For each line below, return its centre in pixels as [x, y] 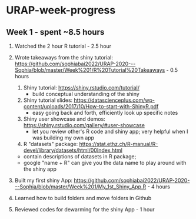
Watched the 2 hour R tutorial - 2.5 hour [63, 46]
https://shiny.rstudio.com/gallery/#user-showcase [84, 125]
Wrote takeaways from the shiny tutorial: [64, 57]
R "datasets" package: [51, 144]
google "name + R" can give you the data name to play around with [105, 163]
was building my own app [63, 138]
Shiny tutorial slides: [48, 100]
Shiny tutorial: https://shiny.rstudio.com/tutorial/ [82, 88]
